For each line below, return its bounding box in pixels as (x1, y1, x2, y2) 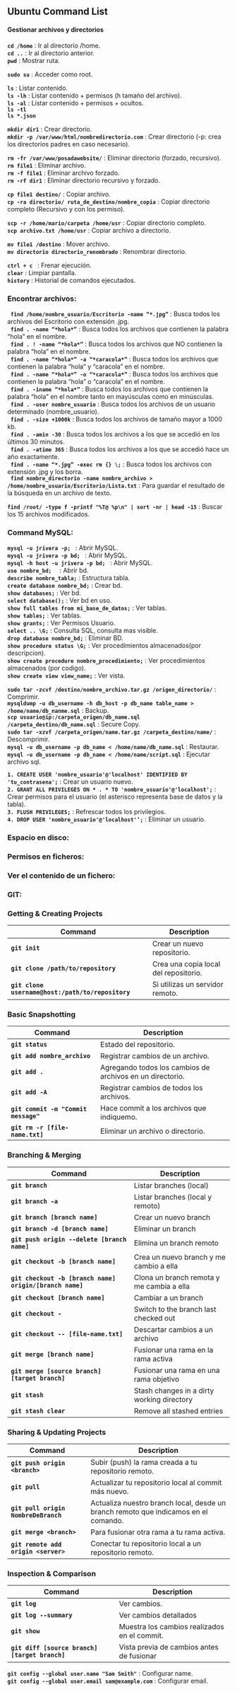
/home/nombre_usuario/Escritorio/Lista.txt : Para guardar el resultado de (7, 481, 225, 489)
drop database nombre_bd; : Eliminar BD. (7, 634, 123, 642)
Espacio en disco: (7, 833, 69, 842)
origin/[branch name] (11, 1281, 83, 1290)
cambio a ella (133, 1261, 178, 1270)
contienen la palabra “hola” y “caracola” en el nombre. (7, 362, 165, 371)
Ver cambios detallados (119, 1611, 197, 1621)
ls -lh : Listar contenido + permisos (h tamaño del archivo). (7, 91, 182, 100)
